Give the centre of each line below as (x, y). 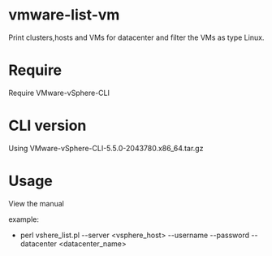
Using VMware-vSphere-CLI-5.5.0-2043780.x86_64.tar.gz (106, 148)
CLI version (47, 126)
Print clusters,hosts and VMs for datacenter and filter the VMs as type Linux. (136, 37)
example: (24, 219)
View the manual (37, 203)
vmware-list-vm (64, 15)
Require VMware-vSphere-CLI (59, 93)
